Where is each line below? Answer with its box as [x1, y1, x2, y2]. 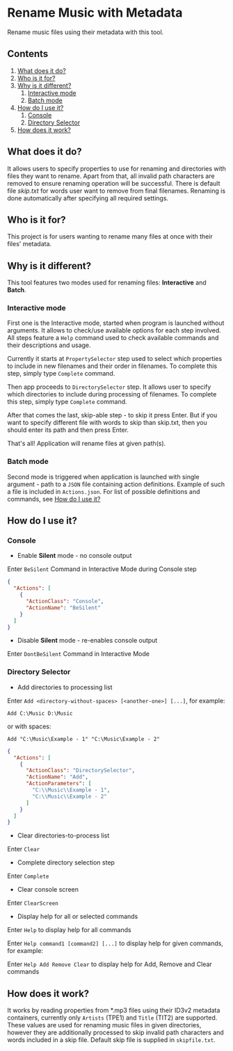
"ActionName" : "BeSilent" [25, 604, 101, 611]
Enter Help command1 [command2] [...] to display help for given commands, [7, 939, 224, 947]
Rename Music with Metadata [7, 5, 183, 21]
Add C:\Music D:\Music [7, 709, 73, 717]
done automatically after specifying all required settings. [7, 193, 169, 202]
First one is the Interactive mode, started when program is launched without [7, 319, 225, 328]
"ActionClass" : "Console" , [25, 598, 104, 605]
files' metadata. [7, 240, 52, 248]
